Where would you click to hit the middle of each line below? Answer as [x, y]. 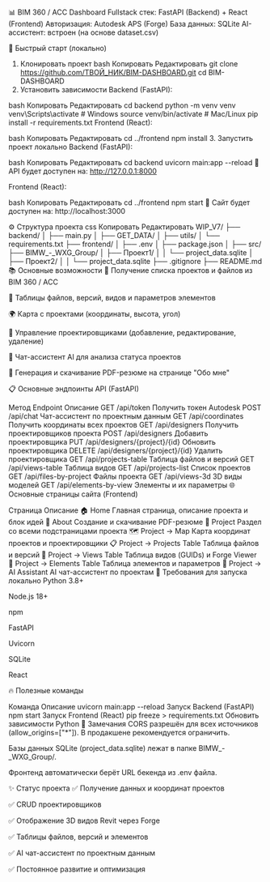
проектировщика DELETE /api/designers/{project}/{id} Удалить [116, 450]
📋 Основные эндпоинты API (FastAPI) [74, 389]
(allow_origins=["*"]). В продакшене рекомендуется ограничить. [119, 733]
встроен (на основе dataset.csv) [103, 32]
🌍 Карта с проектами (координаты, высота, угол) [95, 314]
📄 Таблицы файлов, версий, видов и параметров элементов [112, 298]
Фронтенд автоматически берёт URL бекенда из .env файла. [113, 772]
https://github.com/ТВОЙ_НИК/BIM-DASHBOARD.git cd [113, 72]
